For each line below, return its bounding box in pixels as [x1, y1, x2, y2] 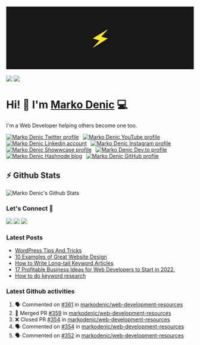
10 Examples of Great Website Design [14, 253, 107, 260]
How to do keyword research [14, 272, 86, 279]
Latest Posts [6, 233, 43, 242]
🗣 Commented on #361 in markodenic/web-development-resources [14, 301, 183, 308]
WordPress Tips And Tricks [14, 247, 82, 254]
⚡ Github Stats [6, 171, 61, 181]
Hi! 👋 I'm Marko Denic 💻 [6, 98, 128, 112]
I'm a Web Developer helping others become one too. [6, 122, 137, 129]
